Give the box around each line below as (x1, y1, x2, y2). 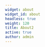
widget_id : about (5, 12, 41, 17)
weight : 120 (5, 21, 29, 26)
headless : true (5, 16, 36, 21)
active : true (5, 30, 32, 35)
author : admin (5, 35, 34, 40)
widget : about (5, 7, 34, 12)
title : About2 (5, 25, 34, 30)
